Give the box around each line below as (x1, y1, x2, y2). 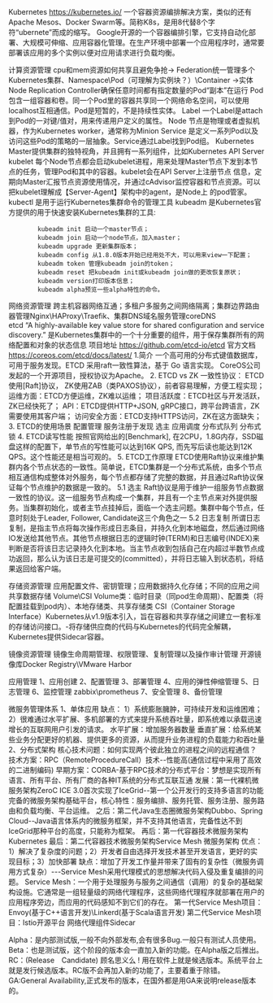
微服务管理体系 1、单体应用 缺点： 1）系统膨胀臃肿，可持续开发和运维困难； (8, 704, 262, 713)
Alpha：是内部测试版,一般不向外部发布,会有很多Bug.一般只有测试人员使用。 (8, 935, 261, 944)
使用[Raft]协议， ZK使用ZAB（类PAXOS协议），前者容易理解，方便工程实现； (8, 381, 265, 390)
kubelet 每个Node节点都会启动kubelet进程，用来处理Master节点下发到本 (8, 157, 252, 166)
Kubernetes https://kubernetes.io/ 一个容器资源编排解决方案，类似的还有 (8, 7, 252, 16)
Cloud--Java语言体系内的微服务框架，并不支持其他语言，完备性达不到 (8, 816, 243, 826)
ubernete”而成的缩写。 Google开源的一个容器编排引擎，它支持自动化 (19, 28, 249, 37)
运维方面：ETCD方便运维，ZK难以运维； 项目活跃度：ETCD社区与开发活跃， (8, 391, 264, 400)
